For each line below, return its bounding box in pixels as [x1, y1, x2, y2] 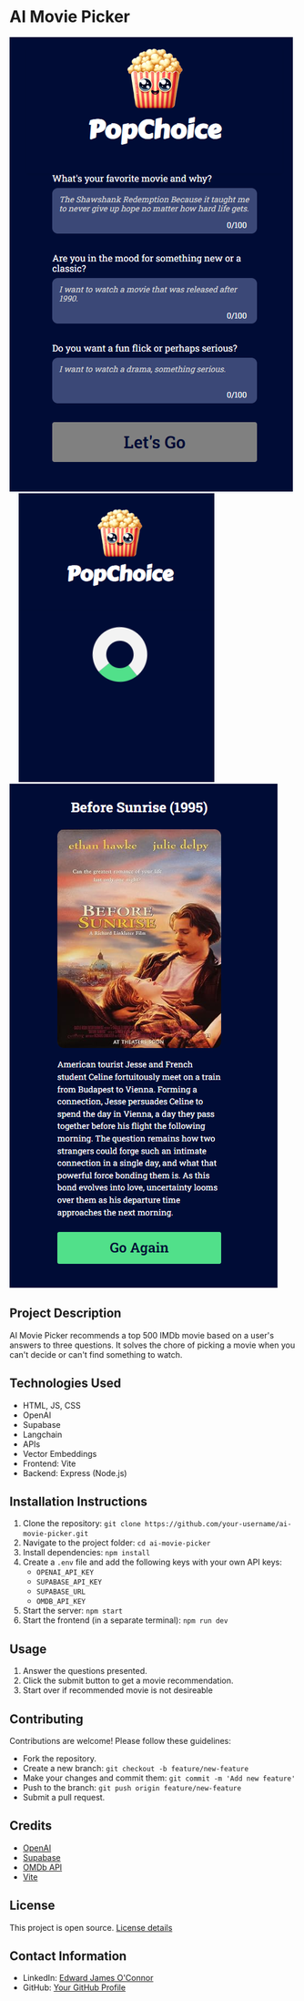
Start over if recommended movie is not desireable [22, 1685, 214, 1696]
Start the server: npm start [22, 1606, 123, 1616]
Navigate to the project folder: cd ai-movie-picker [22, 1537, 211, 1548]
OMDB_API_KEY [35, 1597, 86, 1606]
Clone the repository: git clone [22, 1518, 141, 1529]
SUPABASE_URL [35, 1587, 86, 1596]
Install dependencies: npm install [22, 1547, 150, 1558]
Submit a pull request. [22, 1792, 106, 1802]
